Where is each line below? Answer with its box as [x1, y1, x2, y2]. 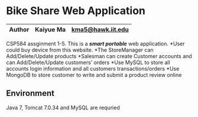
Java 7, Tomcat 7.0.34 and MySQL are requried [6, 104, 120, 111]
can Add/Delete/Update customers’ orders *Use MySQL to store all [6, 59, 170, 66]
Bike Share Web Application [6, 4, 146, 18]
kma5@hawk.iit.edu [71, 25, 129, 34]
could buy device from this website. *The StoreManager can [6, 46, 154, 54]
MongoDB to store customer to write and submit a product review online [6, 71, 182, 78]
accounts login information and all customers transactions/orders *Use [6, 65, 180, 72]
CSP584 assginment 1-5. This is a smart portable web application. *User [6, 40, 185, 47]
